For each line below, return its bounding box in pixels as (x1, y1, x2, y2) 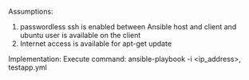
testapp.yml (8, 63, 48, 72)
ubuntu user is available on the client (19, 31, 141, 40)
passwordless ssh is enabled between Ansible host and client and (19, 22, 237, 31)
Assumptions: (8, 7, 53, 16)
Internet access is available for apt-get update (19, 39, 172, 48)
